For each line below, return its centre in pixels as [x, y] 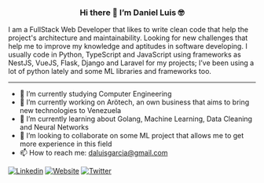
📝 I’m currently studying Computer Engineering [95, 94]
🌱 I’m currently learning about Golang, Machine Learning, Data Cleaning [136, 119]
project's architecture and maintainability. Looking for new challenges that [128, 38]
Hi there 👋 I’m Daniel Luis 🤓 [132, 13]
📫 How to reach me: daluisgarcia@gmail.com [93, 153]
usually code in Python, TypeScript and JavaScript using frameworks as [125, 55]
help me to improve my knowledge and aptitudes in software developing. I [128, 46]
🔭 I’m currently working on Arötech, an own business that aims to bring [134, 102]
